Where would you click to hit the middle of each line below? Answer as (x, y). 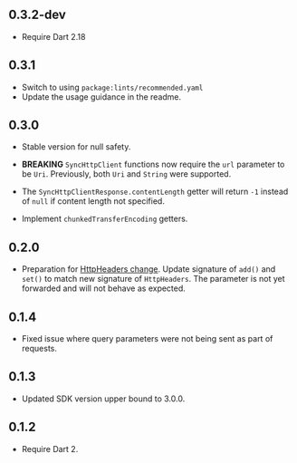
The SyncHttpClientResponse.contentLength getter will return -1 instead (155, 192)
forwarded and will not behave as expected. (104, 288)
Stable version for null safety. (76, 147)
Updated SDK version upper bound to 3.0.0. (103, 399)
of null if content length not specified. (93, 201)
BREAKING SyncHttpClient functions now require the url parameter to (153, 164)
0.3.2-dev (38, 15)
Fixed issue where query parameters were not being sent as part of (147, 339)
